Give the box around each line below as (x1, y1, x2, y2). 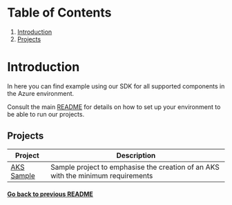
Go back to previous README (7, 190, 93, 198)
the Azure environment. (7, 89, 75, 97)
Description (116, 150, 156, 160)
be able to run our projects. (7, 110, 85, 118)
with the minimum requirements (50, 170, 153, 180)
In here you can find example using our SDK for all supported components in (7, 81, 225, 90)
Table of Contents (7, 5, 112, 21)
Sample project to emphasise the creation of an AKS (50, 162, 220, 172)
